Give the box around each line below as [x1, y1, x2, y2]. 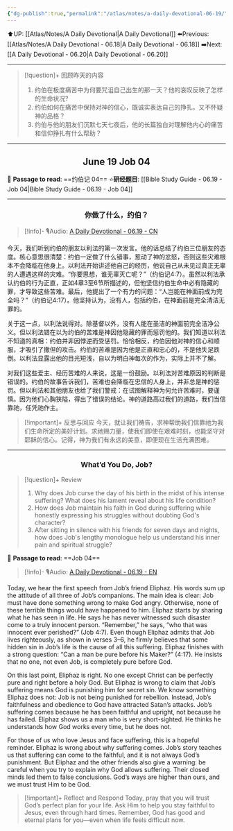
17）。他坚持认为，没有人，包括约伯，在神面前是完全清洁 [58, 295, 219, 304]
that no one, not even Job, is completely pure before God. [7, 658, 173, 666]
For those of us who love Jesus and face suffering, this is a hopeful [7, 736, 200, 744]
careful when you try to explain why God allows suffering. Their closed [7, 766, 209, 774]
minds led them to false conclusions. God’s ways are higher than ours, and [7, 773, 221, 781]
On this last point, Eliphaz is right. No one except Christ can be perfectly [7, 671, 214, 680]
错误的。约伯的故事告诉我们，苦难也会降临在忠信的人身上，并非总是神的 [7, 377, 214, 386]
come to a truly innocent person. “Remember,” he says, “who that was [7, 621, 208, 629]
